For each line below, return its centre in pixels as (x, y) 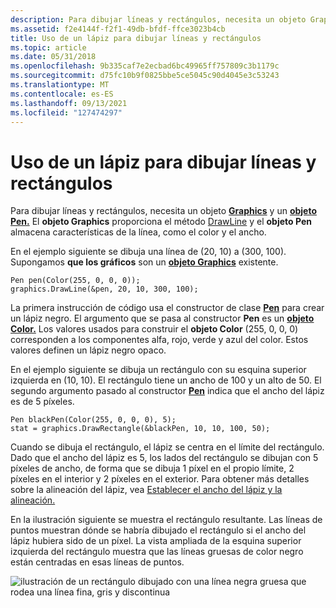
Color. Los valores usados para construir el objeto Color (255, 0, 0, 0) (154, 329)
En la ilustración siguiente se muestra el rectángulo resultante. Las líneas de (166, 520)
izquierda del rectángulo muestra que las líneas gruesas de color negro (157, 552)
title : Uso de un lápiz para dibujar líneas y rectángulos (136, 38)
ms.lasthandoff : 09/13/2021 (69, 103)
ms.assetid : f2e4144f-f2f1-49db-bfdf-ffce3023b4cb (118, 29)
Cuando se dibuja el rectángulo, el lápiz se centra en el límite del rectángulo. (167, 447)
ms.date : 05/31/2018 (53, 57)
